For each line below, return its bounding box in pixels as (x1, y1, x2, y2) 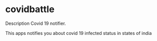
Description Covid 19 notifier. (5, 20, 66, 26)
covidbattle (5, 4, 55, 15)
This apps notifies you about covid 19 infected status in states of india (5, 30, 152, 36)
